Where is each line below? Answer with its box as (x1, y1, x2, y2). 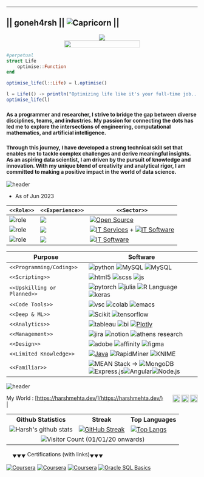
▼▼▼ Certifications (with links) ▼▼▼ (12, 451, 103, 459)
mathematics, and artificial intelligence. (6, 129, 106, 136)
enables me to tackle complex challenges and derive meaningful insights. (6, 150, 191, 157)
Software (127, 253, 155, 261)
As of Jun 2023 (15, 193, 55, 200)
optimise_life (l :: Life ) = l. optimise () (6, 80, 107, 86)
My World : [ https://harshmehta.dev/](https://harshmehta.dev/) (6, 394, 163, 402)
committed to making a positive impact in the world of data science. (6, 168, 177, 175)
